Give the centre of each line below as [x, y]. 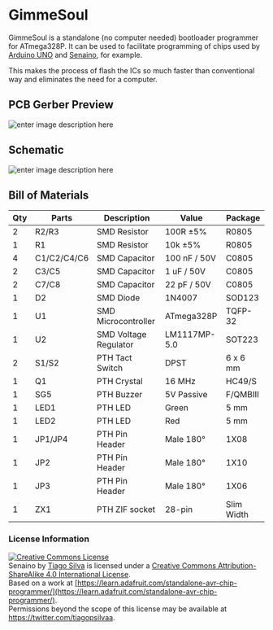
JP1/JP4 [52, 440]
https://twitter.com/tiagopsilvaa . [62, 617]
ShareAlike [26, 574]
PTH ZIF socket [126, 510]
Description [127, 218]
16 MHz [181, 382]
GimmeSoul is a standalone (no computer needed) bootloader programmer [134, 37]
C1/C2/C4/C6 [62, 258]
